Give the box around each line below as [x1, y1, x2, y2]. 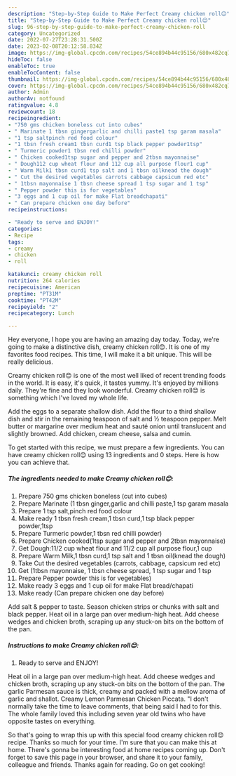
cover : [8, 82, 27, 89]
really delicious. [8, 357, 53, 366]
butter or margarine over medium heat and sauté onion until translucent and [8, 422, 227, 430]
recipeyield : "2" [8, 303, 59, 310]
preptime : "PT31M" [8, 290, 62, 297]
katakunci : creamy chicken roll [8, 271, 102, 278]
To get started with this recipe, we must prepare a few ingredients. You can [8, 443, 225, 452]
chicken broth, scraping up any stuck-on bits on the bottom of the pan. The [8, 680, 225, 688]
